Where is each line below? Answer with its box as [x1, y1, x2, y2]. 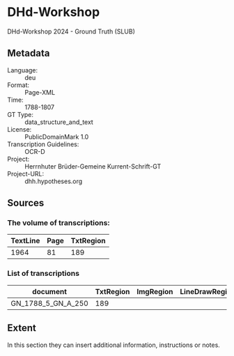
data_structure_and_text [24, 118, 94, 126]
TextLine [10, 236, 40, 246]
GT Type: [7, 110, 33, 118]
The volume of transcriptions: [7, 218, 110, 228]
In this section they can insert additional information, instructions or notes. [7, 341, 221, 349]
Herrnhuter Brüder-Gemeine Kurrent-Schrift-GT [24, 162, 162, 171]
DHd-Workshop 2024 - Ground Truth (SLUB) [7, 27, 136, 36]
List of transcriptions [7, 269, 80, 279]
